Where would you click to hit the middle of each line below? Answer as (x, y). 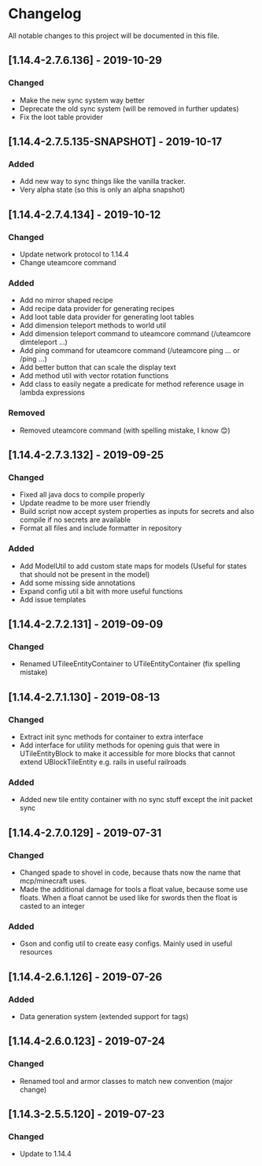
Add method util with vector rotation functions (94, 376)
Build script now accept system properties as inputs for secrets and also (137, 512)
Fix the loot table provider (61, 117)
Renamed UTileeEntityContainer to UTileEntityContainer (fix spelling (130, 664)
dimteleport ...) (44, 342)
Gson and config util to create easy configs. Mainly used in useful (126, 943)
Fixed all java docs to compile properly (82, 495)
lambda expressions (52, 392)
